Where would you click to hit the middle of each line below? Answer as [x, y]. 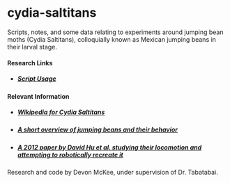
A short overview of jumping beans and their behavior [98, 129]
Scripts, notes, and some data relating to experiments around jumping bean [115, 32]
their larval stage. [32, 47]
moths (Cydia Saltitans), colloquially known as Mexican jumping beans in [112, 39]
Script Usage [37, 79]
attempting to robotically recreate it [70, 154]
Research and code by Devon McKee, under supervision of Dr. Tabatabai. [113, 173]
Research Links [30, 63]
